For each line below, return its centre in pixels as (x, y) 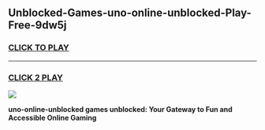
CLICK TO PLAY (39, 48)
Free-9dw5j (37, 26)
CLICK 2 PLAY (35, 77)
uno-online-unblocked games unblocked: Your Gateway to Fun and (120, 109)
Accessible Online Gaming (52, 117)
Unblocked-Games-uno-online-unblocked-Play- (130, 13)
